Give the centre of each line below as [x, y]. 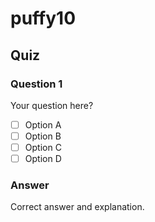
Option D [43, 159]
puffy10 [43, 18]
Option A [43, 124]
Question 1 [36, 84]
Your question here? [52, 105]
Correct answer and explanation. [77, 207]
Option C [43, 147]
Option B [43, 136]
